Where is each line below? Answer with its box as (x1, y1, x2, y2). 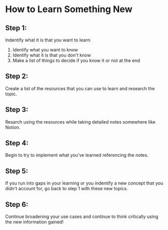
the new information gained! (5, 219, 64, 225)
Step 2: (5, 72, 29, 81)
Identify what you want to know (12, 47, 78, 52)
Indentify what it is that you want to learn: (5, 37, 92, 43)
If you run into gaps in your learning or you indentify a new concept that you (5, 180, 163, 186)
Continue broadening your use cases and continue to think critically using (5, 213, 159, 220)
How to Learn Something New (5, 4, 133, 15)
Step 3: (5, 105, 29, 114)
